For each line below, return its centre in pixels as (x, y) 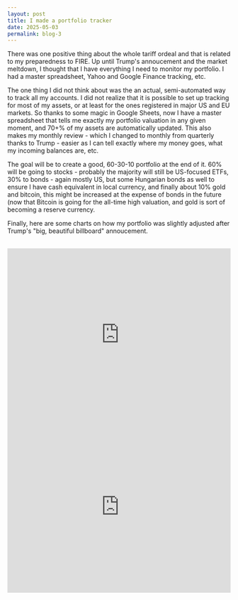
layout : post (27, 14)
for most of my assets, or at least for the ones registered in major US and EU (119, 105)
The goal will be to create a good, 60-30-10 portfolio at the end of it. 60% (115, 165)
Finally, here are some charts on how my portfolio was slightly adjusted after (119, 224)
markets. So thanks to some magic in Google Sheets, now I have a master (114, 113)
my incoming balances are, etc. (53, 151)
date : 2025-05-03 (33, 27)
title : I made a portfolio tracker (60, 21)
